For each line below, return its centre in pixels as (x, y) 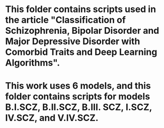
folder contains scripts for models (78, 97)
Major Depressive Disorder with (73, 42)
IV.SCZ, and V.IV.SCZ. (52, 118)
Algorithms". (33, 63)
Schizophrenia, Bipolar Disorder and (82, 31)
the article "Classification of (65, 20)
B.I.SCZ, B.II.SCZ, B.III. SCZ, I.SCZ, (79, 107)
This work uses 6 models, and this (78, 86)
